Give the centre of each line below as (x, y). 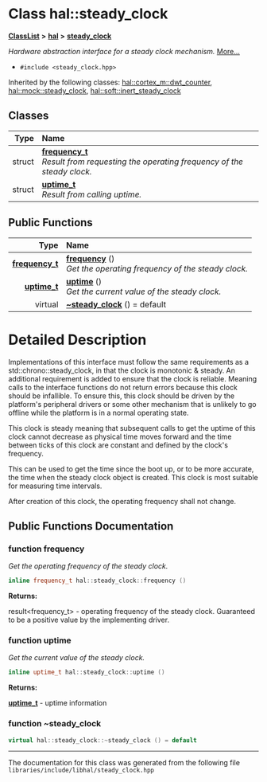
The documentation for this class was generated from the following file (124, 763)
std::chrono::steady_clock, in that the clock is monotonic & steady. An (122, 370)
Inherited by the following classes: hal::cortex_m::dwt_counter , (110, 82)
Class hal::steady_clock (88, 14)
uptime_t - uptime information (58, 703)
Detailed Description (77, 340)
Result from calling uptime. (92, 194)
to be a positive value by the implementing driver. (89, 620)
